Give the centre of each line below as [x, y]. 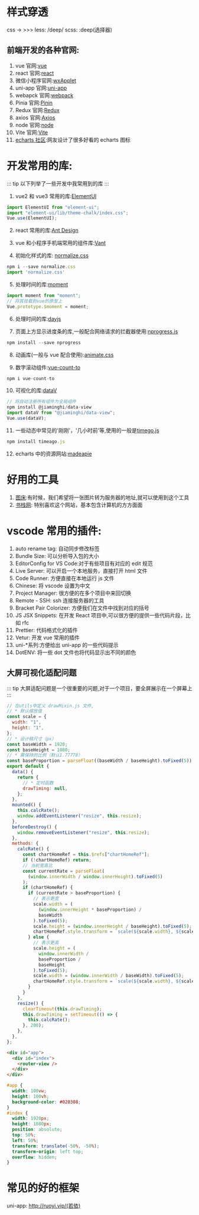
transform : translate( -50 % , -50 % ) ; [56, 1146]
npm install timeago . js [36, 441]
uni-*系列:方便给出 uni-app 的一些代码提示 [67, 645]
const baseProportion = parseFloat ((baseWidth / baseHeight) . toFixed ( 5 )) [99, 761]
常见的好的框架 [43, 1188]
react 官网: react [35, 73]
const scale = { [27, 717]
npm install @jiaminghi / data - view [49, 407]
